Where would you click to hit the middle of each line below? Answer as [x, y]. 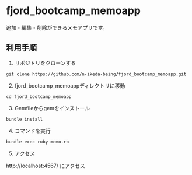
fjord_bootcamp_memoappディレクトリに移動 [70, 85]
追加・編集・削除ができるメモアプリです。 [57, 27]
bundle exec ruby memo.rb [37, 142]
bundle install [25, 119]
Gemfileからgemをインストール [52, 108]
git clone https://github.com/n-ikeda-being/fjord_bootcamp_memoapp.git [96, 74]
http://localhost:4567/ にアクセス [46, 166]
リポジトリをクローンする [45, 63]
